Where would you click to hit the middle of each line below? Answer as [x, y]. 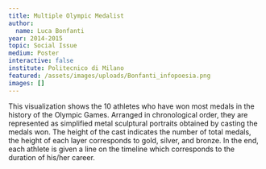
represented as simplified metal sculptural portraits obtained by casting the [133, 123]
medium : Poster [34, 53]
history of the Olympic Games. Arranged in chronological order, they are [128, 114]
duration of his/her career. [52, 157]
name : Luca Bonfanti [50, 31]
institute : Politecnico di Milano [66, 68]
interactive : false [41, 61]
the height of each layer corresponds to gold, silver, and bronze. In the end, [134, 140]
